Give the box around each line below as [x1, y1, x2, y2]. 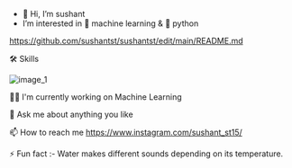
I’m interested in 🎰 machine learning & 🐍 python [22, 18, 199, 29]
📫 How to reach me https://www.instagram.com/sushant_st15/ [9, 127, 243, 137]
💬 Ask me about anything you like [9, 109, 133, 119]
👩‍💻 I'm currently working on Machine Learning [9, 92, 182, 102]
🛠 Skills [9, 54, 39, 64]
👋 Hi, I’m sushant [22, 9, 86, 19]
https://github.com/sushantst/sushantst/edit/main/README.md [9, 36, 243, 46]
